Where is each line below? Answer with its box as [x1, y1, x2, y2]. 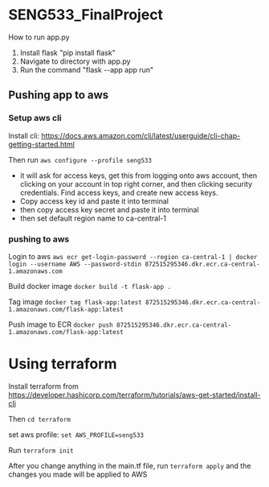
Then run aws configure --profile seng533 [8, 155, 153, 164]
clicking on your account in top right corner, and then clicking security [19, 179, 253, 188]
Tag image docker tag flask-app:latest [8, 296, 142, 307]
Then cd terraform [8, 414, 71, 423]
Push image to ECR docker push [8, 320, 114, 329]
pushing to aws [8, 233, 70, 245]
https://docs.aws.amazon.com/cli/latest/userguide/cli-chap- [41, 130, 241, 140]
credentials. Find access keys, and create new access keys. [19, 188, 218, 197]
